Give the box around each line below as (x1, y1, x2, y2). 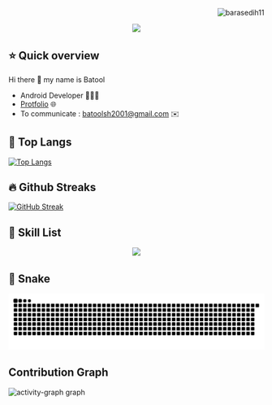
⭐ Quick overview (8, 49, 100, 63)
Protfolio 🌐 (19, 98, 57, 109)
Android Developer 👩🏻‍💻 (19, 90, 100, 100)
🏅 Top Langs (8, 135, 72, 150)
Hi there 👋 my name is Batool (8, 74, 106, 85)
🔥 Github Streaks (8, 181, 97, 194)
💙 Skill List (8, 225, 62, 239)
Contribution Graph (8, 366, 109, 380)
